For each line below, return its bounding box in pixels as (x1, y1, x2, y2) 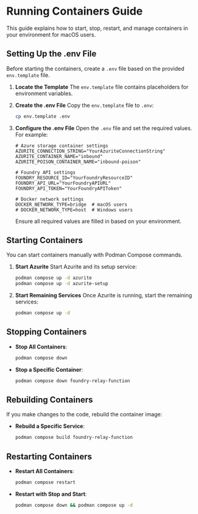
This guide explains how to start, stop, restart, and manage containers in (6, 24, 188, 32)
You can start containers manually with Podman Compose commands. (6, 252, 183, 259)
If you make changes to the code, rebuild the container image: (6, 411, 163, 418)
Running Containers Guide (6, 4, 143, 18)
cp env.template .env (15, 113, 70, 120)
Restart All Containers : (15, 468, 74, 475)
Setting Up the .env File (6, 49, 97, 59)
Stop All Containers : (15, 343, 68, 350)
